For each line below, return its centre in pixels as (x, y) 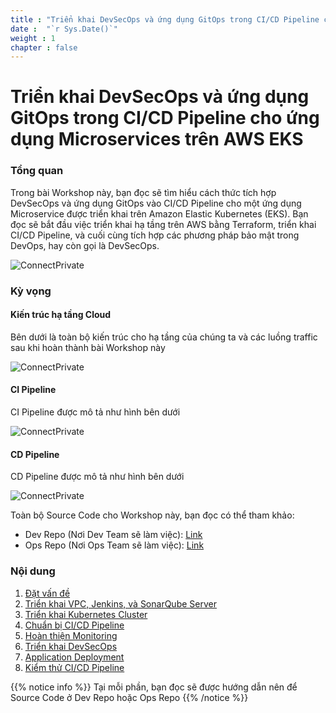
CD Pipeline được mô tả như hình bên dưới (97, 477)
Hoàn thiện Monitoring (71, 635)
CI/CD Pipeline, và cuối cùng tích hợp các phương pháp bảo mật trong (155, 235)
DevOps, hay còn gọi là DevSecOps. (85, 245)
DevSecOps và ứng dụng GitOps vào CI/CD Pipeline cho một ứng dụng (156, 203)
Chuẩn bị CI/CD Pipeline (74, 625)
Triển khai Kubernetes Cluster (86, 614)
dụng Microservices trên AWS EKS (157, 139)
